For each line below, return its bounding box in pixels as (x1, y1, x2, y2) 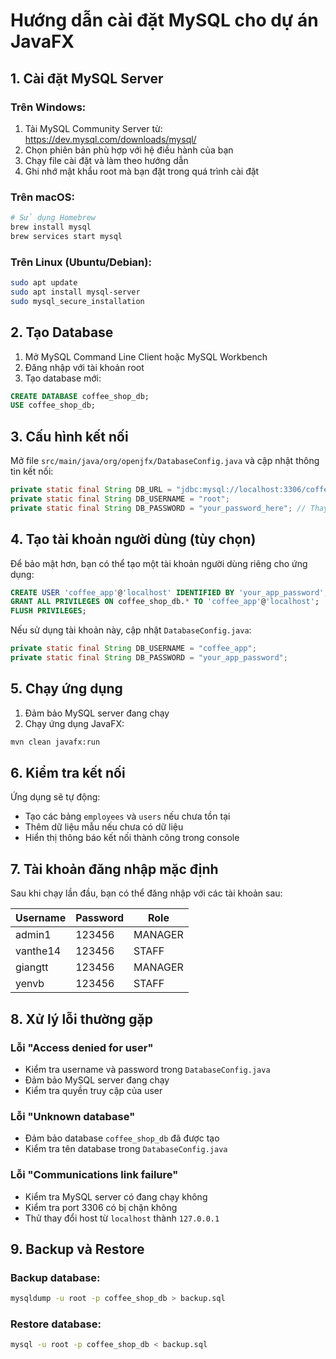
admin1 (15, 928, 52, 942)
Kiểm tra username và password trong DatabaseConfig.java (24, 1063, 271, 1075)
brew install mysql (10, 222, 92, 233)
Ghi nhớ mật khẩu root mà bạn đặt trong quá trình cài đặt (24, 165, 260, 177)
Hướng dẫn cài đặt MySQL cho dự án (10, 9, 319, 32)
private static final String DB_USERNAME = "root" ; (10, 494, 230, 504)
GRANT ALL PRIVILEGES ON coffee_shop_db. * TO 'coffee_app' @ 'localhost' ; (10, 597, 320, 607)
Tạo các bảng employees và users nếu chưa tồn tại (24, 810, 231, 823)
